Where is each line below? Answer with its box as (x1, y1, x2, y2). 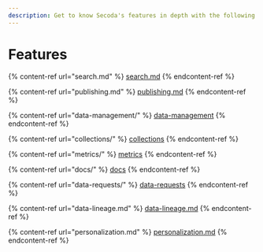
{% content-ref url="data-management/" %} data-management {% (8, 110, 226, 120)
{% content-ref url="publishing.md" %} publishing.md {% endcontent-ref (8, 87, 246, 96)
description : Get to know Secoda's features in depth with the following (8, 11, 256, 20)
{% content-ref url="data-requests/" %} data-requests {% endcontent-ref (8, 180, 249, 189)
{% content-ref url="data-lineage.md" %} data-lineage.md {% (8, 203, 210, 213)
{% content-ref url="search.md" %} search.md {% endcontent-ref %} (8, 72, 235, 81)
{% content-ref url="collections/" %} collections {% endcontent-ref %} (8, 134, 239, 143)
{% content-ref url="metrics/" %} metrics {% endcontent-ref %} (8, 149, 217, 158)
